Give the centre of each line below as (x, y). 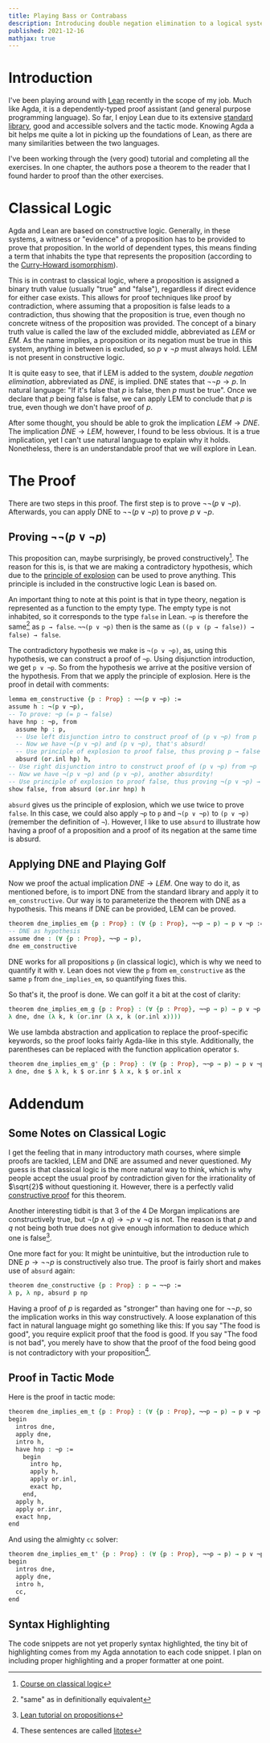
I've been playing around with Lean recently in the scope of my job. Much (130, 101)
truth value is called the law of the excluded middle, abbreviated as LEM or (132, 332)
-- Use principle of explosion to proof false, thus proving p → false (138, 752)
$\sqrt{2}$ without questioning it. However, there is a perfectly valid (121, 1187)
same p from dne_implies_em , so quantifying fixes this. (98, 978)
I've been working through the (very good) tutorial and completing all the (129, 159)
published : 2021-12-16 (46, 31)
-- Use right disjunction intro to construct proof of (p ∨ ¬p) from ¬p (133, 767)
